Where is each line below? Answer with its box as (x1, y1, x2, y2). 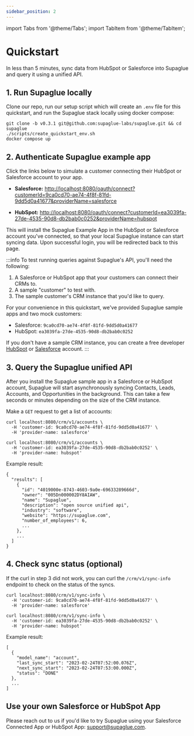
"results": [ (11, 477, 43, 482)
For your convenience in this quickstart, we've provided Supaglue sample (6, 304, 183, 311)
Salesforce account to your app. (6, 174, 84, 181)
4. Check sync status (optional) (6, 559, 123, 569)
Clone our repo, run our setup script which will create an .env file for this (6, 103, 181, 110)
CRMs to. (14, 280, 37, 287)
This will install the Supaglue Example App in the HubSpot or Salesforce (6, 227, 179, 234)
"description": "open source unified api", (21, 502, 130, 508)
